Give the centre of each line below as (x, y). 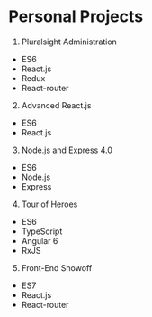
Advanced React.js (56, 105)
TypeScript (42, 231)
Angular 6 (40, 240)
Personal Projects (76, 17)
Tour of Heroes (49, 204)
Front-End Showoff (57, 267)
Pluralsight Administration (69, 42)
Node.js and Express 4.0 (67, 150)
